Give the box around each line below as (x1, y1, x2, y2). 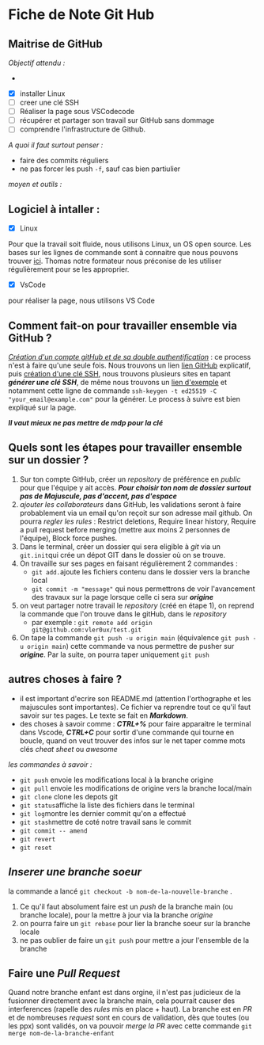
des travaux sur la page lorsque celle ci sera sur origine (31, 592, 214, 601)
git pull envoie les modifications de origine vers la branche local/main (19, 783, 252, 793)
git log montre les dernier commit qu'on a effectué (19, 808, 187, 818)
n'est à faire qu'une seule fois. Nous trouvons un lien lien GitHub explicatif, (8, 360, 251, 370)
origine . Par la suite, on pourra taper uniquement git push (19, 650, 209, 659)
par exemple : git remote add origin (31, 617, 153, 627)
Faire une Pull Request (8, 967, 121, 980)
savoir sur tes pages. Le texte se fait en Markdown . (19, 711, 188, 720)
